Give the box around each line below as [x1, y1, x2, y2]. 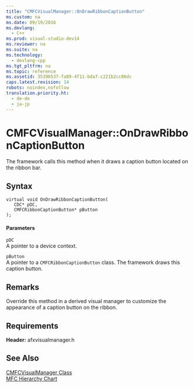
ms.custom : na [6, 14, 41, 20]
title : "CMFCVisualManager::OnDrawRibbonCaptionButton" [6, 8, 145, 15]
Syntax [6, 181, 33, 191]
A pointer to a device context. [6, 242, 77, 249]
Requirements [6, 321, 58, 331]
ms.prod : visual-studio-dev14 [6, 36, 80, 42]
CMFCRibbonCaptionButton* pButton [13, 207, 98, 213]
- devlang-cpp [11, 57, 46, 63]
